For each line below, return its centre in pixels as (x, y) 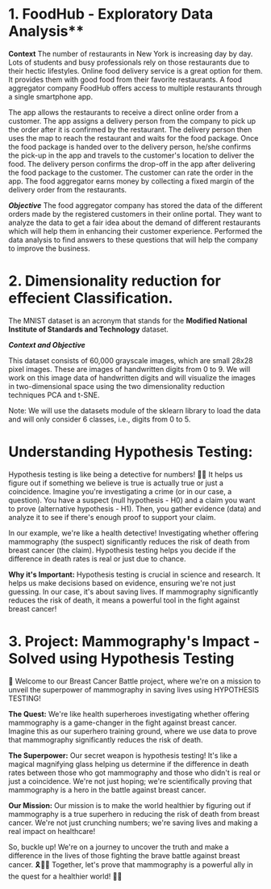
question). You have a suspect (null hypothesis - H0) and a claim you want (132, 500)
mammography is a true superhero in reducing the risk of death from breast (134, 814)
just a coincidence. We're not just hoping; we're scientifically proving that (130, 781)
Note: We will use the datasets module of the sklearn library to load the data (134, 410)
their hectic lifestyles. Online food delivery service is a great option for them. (135, 70)
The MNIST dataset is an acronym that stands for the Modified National (128, 320)
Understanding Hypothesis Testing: (131, 452)
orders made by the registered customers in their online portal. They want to (135, 214)
